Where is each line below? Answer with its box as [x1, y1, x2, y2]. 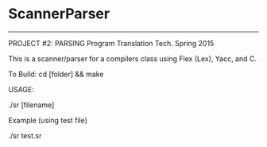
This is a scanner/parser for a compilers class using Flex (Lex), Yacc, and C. [8, 53, 257, 64]
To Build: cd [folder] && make [8, 69, 104, 79]
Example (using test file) [8, 115, 87, 125]
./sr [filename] [8, 100, 55, 110]
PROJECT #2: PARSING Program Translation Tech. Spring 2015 [8, 38, 215, 48]
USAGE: [8, 84, 34, 94]
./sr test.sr [8, 130, 42, 140]
